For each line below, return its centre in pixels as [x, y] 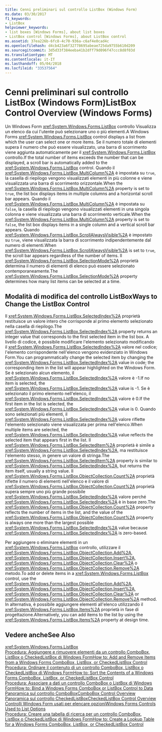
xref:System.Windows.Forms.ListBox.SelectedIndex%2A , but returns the [77, 466]
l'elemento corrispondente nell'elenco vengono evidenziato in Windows [76, 352]
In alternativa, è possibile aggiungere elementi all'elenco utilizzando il [74, 604]
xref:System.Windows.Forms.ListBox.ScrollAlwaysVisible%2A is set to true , [80, 250]
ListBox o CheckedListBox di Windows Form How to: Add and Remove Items [80, 657]
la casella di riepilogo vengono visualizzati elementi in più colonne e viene [79, 178]
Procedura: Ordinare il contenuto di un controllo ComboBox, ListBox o [74, 667]
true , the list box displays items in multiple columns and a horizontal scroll [79, 193]
